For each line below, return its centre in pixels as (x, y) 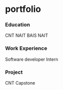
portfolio (23, 9)
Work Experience (26, 48)
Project (14, 72)
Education (18, 25)
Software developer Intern (31, 59)
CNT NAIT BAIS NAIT (27, 35)
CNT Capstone (20, 83)
